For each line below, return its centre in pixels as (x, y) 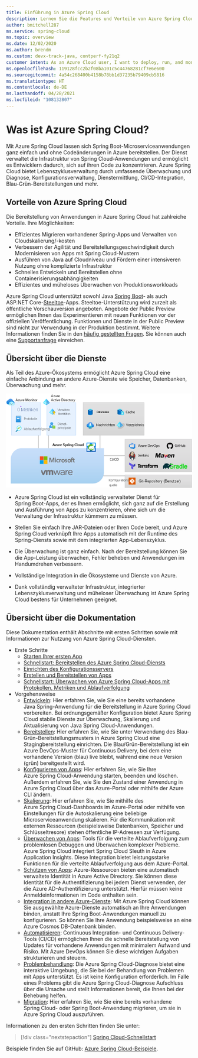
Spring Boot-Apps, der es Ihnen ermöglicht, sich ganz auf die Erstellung (102, 503)
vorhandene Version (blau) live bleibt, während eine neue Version (103, 757)
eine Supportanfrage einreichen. (46, 340)
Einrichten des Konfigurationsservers (68, 668)
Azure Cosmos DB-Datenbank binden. (70, 926)
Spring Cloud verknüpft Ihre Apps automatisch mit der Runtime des (96, 533)
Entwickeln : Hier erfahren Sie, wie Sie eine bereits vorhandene (99, 700)
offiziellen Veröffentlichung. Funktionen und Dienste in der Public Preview (95, 321)
